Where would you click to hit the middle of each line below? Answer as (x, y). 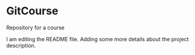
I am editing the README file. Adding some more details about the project (97, 39)
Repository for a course (36, 27)
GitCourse (32, 11)
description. (21, 45)
